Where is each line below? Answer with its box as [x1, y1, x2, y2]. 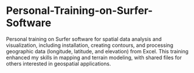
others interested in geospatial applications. [6, 60, 111, 67]
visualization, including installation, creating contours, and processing [6, 42, 174, 49]
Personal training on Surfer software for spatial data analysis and [6, 35, 162, 42]
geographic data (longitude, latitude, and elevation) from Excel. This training [6, 48, 189, 54]
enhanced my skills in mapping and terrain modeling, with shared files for [6, 54, 182, 61]
